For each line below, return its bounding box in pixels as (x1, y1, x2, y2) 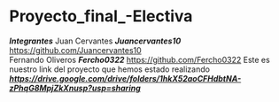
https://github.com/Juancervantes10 (9, 44, 142, 55)
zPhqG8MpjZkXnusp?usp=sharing (9, 82, 142, 93)
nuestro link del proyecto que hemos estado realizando (9, 64, 211, 75)
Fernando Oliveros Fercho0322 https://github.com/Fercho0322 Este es (9, 54, 270, 65)
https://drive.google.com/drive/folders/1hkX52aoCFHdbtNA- (9, 73, 242, 83)
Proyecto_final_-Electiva (9, 6, 193, 27)
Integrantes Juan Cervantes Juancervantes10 (9, 35, 182, 46)
